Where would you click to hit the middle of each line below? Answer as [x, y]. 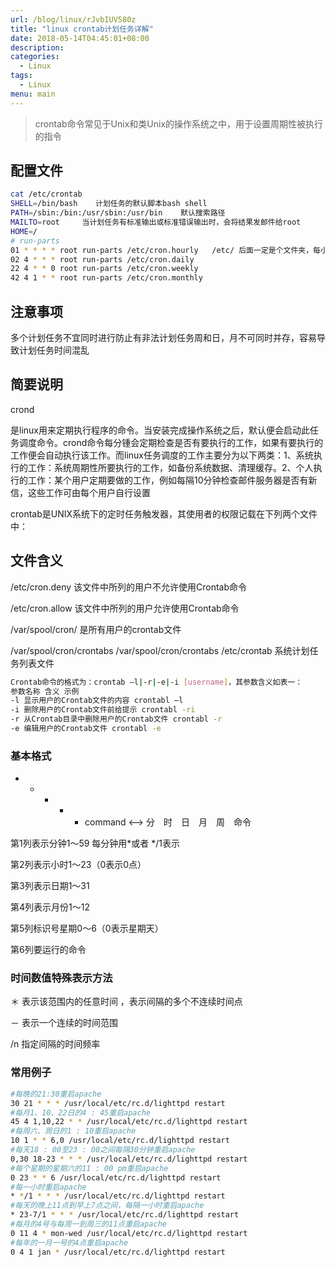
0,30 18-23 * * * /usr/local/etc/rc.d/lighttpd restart [129, 1159]
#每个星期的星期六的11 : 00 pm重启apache [89, 1168]
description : [37, 47]
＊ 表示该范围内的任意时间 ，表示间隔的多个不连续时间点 [126, 1002]
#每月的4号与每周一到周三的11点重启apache [88, 1224]
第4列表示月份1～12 [50, 907]
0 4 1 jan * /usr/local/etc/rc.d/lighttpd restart [118, 1252]
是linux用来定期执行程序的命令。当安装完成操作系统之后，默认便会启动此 [160, 430]
